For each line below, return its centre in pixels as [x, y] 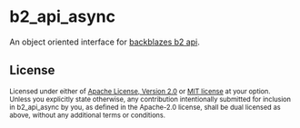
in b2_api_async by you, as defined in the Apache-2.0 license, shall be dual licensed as [145, 107]
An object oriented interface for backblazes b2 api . [105, 42]
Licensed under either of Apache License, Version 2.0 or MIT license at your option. [140, 91]
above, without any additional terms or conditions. [88, 115]
